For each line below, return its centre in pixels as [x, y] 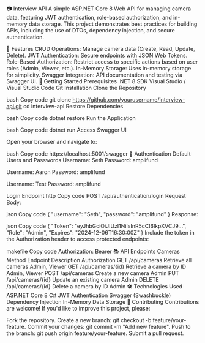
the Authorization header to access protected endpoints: [78, 239]
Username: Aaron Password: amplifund [56, 172]
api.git [14, 106]
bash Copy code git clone [39, 100]
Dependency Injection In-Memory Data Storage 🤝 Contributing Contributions [103, 302]
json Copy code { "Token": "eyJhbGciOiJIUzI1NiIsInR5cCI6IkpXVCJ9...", [96, 226]
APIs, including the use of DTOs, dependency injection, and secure [91, 30]
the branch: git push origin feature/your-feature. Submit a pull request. [95, 333]
